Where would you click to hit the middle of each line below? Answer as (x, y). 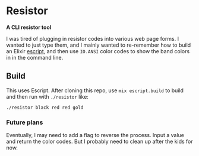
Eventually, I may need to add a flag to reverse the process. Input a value (95, 135)
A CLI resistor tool (29, 27)
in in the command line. (35, 57)
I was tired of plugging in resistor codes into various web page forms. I (93, 38)
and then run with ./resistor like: (48, 96)
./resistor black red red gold (45, 108)
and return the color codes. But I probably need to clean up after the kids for (99, 142)
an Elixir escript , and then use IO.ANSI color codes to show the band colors (98, 51)
